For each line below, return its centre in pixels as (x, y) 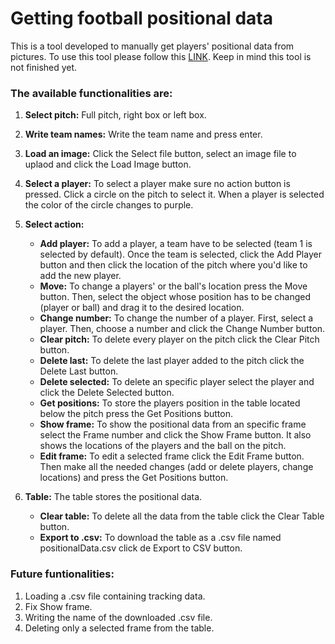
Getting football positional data (141, 18)
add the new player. (80, 276)
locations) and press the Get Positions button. (134, 478)
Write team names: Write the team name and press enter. (143, 134)
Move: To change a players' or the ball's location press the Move (173, 286)
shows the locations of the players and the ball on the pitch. (163, 446)
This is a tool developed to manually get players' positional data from (152, 46)
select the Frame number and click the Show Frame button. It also (175, 435)
